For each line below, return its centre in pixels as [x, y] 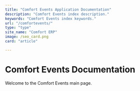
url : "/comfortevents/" [29, 23]
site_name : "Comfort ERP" [31, 32]
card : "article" [21, 41]
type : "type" [18, 28]
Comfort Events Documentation [70, 69]
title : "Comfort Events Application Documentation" [58, 9]
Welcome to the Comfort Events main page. [48, 83]
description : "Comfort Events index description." [57, 14]
